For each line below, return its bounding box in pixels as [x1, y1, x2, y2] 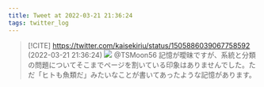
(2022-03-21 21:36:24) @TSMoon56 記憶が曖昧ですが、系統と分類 [27, 50, 256, 59]
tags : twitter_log [8, 19, 69, 27]
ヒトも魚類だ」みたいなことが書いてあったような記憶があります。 [41, 70, 256, 79]
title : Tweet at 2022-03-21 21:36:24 [8, 11, 133, 20]
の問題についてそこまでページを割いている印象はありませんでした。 [27, 60, 250, 70]
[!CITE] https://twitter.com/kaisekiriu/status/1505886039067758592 [27, 40, 251, 50]
